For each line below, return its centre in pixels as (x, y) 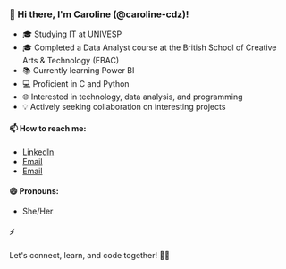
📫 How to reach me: (48, 128)
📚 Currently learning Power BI (78, 71)
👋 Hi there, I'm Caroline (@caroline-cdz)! (99, 14)
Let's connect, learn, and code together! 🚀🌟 (90, 255)
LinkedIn (38, 152)
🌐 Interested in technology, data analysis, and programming (132, 97)
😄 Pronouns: (34, 191)
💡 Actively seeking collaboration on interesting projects (124, 107)
